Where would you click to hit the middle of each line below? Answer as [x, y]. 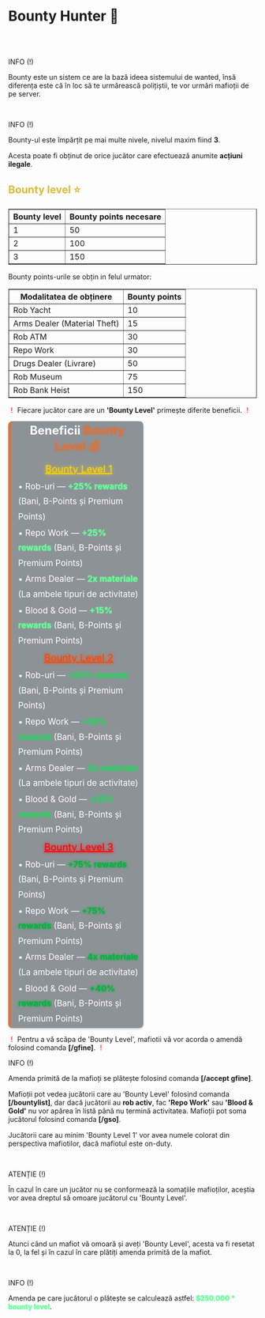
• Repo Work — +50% [63, 722]
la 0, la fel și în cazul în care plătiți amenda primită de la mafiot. [110, 1252]
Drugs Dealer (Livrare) [54, 363]
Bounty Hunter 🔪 [63, 16]
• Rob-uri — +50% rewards [73, 675]
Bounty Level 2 [79, 658]
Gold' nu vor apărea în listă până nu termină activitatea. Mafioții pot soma [127, 1111]
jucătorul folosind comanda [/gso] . [65, 1120]
